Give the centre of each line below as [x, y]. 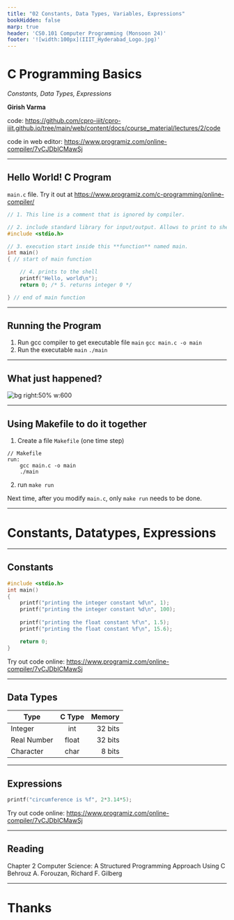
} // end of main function [46, 298]
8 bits [110, 752]
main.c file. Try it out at [40, 194]
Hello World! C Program [59, 178]
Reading [25, 849]
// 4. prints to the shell [59, 272]
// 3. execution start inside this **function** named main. [98, 246]
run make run [36, 485]
